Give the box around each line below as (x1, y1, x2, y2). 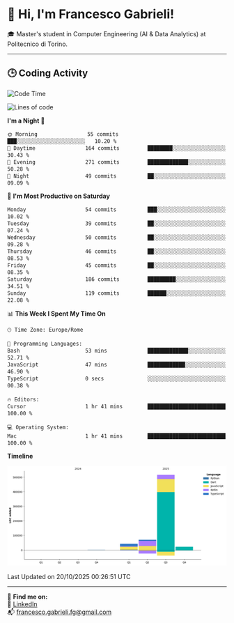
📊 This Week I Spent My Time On (7, 309, 106, 318)
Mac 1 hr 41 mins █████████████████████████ (7, 432, 226, 440)
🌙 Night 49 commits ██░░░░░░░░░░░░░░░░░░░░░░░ (7, 172, 226, 180)
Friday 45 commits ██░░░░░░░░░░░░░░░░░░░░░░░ (7, 261, 226, 269)
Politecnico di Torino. (7, 40, 68, 48)
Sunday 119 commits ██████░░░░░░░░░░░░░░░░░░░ (7, 289, 226, 297)
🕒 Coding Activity (7, 68, 88, 79)
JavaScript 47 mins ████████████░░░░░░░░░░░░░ (7, 361, 226, 368)
